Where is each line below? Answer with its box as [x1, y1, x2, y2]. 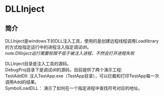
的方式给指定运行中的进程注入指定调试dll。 [5, 44, 92, 50]
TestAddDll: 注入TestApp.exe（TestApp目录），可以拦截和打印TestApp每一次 [5, 73, 159, 79]
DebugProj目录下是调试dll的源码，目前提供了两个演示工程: [5, 67, 122, 72]
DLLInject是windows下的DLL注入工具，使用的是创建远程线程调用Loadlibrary [5, 38, 159, 44]
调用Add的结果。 [5, 79, 39, 85]
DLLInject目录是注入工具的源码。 [5, 61, 72, 67]
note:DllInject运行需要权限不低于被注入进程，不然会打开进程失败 [5, 50, 135, 56]
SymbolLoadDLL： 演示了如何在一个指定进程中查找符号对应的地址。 [5, 85, 143, 91]
